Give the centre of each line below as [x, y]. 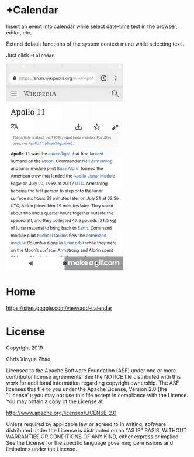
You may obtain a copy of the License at [55, 401]
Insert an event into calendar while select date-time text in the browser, [92, 26]
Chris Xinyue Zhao [28, 359]
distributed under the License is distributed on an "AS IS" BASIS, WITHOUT [96, 430]
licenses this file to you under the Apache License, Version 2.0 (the [87, 389]
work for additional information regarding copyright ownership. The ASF [93, 383]
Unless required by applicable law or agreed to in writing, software [86, 424]
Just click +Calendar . [31, 55]
